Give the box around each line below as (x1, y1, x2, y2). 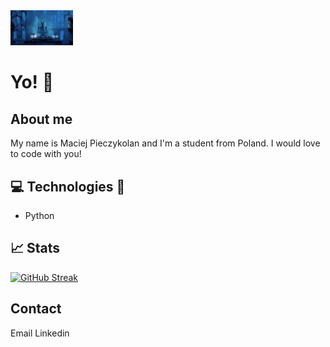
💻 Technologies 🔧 (10, 178, 126, 195)
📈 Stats (10, 240, 61, 257)
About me (10, 110, 73, 128)
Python (24, 210, 55, 222)
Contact (10, 300, 62, 318)
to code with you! (10, 148, 82, 160)
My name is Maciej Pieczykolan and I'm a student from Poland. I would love (10, 137, 321, 149)
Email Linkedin (10, 327, 70, 339)
